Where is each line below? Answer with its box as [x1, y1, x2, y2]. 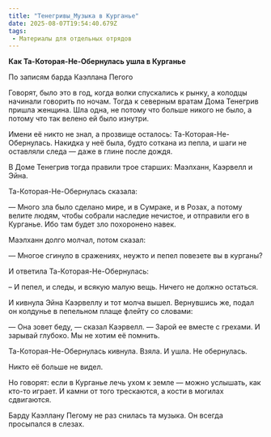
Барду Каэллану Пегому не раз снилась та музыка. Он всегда [8, 410, 224, 421]
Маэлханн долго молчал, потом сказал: [8, 235, 146, 245]
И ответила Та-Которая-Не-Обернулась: [8, 266, 150, 276]
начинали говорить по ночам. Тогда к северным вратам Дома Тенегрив [8, 96, 259, 106]
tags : [8, 27, 27, 35]
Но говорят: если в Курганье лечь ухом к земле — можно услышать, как [8, 378, 261, 388]
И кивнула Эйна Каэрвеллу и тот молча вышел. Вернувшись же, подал [8, 298, 255, 308]
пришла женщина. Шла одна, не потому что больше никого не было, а [8, 105, 252, 115]
